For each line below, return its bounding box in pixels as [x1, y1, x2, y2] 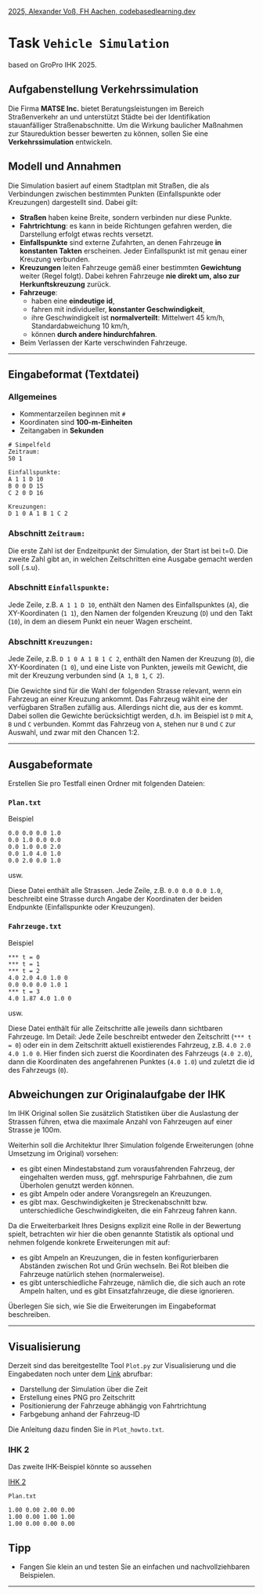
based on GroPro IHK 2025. [8, 60, 97, 69]
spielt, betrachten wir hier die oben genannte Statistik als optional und [8, 1229, 234, 1239]
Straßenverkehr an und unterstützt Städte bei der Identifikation [8, 112, 211, 121]
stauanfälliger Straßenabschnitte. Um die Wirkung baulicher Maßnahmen [8, 120, 243, 130]
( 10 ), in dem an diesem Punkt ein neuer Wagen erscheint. [8, 616, 193, 626]
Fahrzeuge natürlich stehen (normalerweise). [19, 1270, 165, 1279]
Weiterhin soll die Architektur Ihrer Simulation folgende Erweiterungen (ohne [8, 1140, 254, 1150]
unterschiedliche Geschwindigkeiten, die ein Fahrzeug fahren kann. [19, 1205, 237, 1216]
